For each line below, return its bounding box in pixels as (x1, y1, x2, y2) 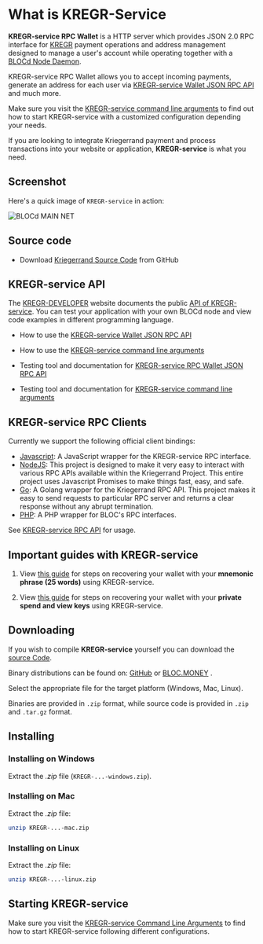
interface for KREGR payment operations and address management (8, 39, 226, 49)
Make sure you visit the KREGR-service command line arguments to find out (8, 104, 254, 113)
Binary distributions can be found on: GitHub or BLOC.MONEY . (8, 668, 213, 678)
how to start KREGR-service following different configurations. (8, 926, 210, 936)
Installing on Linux (8, 843, 80, 854)
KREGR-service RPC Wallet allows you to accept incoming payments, (8, 72, 232, 81)
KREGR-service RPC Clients (8, 415, 148, 429)
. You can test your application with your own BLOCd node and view (31, 307, 252, 316)
